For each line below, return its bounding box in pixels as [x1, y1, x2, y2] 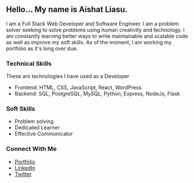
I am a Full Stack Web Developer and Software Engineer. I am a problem [6, 20, 179, 27]
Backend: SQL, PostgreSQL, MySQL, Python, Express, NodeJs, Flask [14, 90, 181, 97]
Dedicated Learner [14, 124, 60, 131]
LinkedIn [14, 164, 36, 171]
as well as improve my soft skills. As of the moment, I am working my [6, 38, 172, 45]
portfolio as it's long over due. [6, 45, 78, 52]
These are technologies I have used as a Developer [6, 73, 130, 80]
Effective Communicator [14, 131, 73, 138]
